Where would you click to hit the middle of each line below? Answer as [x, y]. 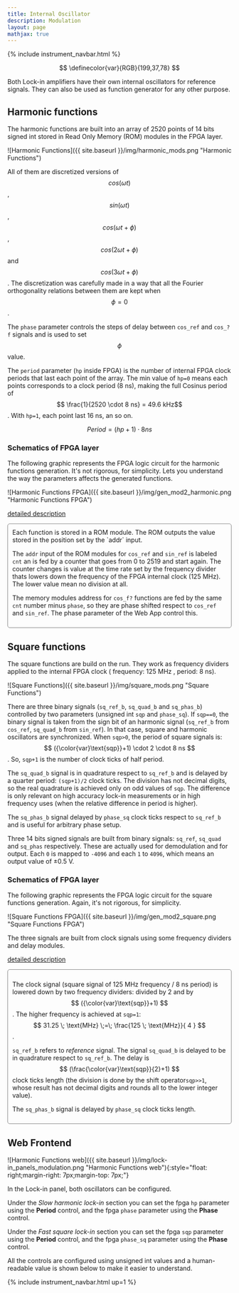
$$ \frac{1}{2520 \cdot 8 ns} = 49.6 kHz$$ [119, 404]
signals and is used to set [49, 334]
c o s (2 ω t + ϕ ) [119, 250]
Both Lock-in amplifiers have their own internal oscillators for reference [112, 82]
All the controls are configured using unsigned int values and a [99, 1261]
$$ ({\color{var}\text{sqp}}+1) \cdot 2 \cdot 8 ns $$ [119, 748]
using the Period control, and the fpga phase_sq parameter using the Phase [117, 1240]
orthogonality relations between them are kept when [84, 291]
